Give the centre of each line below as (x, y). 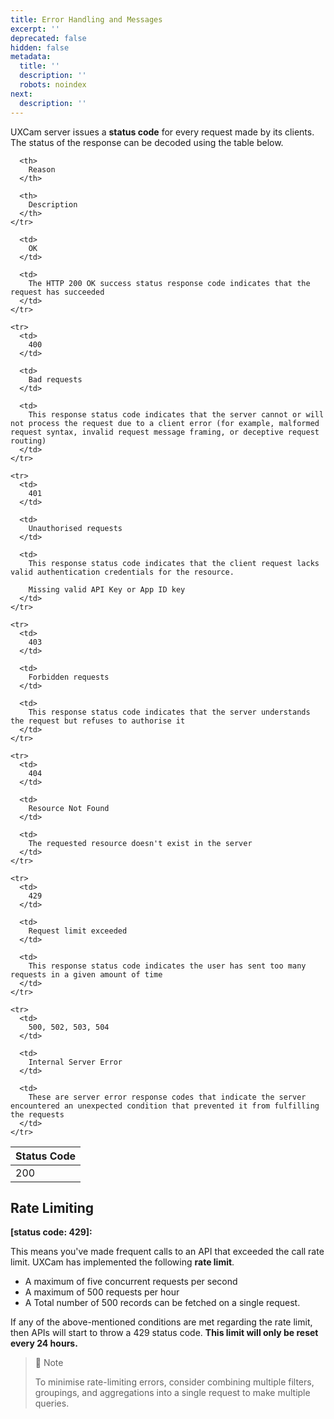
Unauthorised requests (75, 528)
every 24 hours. (44, 1343)
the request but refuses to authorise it (98, 721)
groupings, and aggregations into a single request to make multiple (172, 1393)
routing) (28, 441)
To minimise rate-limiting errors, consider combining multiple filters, (174, 1382)
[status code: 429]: (51, 1232)
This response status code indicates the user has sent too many (167, 966)
